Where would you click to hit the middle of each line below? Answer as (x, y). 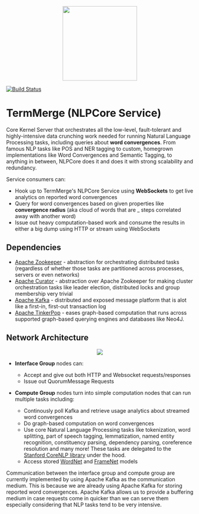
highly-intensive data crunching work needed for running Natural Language (99, 136)
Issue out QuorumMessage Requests (69, 381)
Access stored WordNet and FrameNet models (80, 461)
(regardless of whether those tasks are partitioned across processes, (99, 268)
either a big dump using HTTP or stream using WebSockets (87, 228)
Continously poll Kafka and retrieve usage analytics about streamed (107, 410)
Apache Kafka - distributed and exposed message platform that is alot (101, 300)
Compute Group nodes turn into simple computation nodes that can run (103, 392)
